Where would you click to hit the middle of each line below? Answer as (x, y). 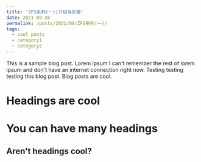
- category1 (27, 40)
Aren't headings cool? (49, 151)
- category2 (27, 46)
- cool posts (28, 35)
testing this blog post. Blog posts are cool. (59, 76)
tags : (13, 29)
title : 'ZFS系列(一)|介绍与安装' (45, 12)
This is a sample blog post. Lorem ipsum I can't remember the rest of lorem (100, 63)
